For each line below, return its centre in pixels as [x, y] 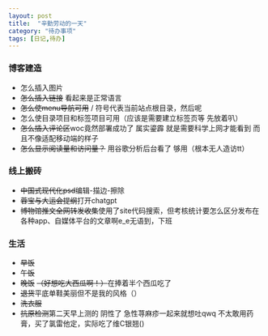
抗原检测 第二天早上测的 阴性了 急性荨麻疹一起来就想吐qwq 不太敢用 [133, 313]
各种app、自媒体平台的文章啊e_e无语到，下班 [96, 220]
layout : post [30, 16]
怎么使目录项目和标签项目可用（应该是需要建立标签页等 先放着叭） [131, 117]
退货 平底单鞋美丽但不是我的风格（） [81, 293]
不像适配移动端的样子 [63, 138]
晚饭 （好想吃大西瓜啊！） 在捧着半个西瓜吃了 [96, 283]
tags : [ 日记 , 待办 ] [37, 38]
